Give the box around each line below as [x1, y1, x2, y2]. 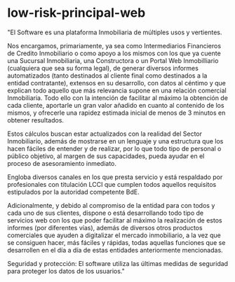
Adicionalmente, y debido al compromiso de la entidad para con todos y [7, 201, 215, 209]
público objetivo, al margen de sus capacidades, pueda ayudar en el [7, 152, 205, 160]
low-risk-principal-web [7, 5, 146, 21]
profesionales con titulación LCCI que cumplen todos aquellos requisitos [7, 180, 217, 188]
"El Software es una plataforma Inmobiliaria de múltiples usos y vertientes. [7, 28, 222, 36]
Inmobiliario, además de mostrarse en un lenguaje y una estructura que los [7, 136, 224, 145]
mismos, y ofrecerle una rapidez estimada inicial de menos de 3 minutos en [7, 108, 226, 117]
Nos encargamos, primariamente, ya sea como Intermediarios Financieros [7, 41, 222, 50]
